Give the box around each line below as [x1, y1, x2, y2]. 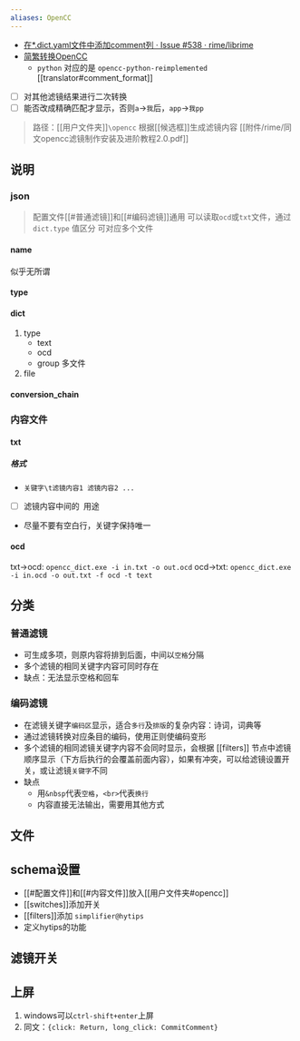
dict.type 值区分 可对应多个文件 [32, 223, 154, 234]
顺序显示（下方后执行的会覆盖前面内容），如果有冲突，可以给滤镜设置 [23, 753, 282, 764]
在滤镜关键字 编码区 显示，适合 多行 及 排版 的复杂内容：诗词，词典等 [23, 719, 262, 731]
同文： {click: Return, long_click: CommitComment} [23, 1022, 218, 1033]
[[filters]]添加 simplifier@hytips [23, 909, 144, 921]
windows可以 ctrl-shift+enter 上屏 [23, 1010, 155, 1021]
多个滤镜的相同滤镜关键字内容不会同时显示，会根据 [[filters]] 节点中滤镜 [23, 741, 292, 753]
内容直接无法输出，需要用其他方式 [36, 799, 165, 810]
